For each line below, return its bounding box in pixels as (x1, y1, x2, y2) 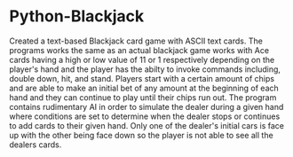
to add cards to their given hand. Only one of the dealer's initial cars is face (9, 120, 285, 130)
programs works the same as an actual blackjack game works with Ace (9, 44, 269, 55)
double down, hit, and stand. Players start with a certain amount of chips (9, 73, 275, 83)
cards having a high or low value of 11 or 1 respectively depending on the (9, 54, 275, 65)
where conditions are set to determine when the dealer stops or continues (9, 111, 281, 122)
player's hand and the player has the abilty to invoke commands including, (9, 64, 281, 75)
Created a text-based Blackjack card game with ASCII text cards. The (9, 35, 264, 46)
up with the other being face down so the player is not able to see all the (9, 130, 273, 140)
